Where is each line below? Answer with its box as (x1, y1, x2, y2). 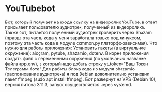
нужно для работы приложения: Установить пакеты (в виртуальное (5, 45, 146, 51)
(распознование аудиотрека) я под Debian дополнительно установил (5, 71, 150, 77)
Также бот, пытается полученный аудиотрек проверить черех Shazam (5, 29, 152, 35)
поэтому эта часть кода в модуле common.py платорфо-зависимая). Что (5, 40, 158, 46)
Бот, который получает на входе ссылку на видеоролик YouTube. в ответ (5, 19, 158, 25)
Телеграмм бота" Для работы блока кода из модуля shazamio (5, 66, 135, 71)
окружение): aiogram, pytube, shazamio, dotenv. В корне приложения (5, 50, 149, 56)
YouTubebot (5, 3, 56, 14)
